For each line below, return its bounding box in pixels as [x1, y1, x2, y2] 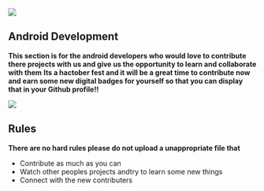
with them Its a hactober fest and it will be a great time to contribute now [8, 67, 251, 77]
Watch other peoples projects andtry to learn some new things [19, 167, 223, 176]
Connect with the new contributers [19, 175, 132, 185]
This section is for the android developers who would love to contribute [8, 51, 247, 60]
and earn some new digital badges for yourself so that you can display [8, 76, 244, 85]
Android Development [8, 30, 119, 43]
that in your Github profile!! [8, 84, 99, 94]
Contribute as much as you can [19, 158, 122, 168]
